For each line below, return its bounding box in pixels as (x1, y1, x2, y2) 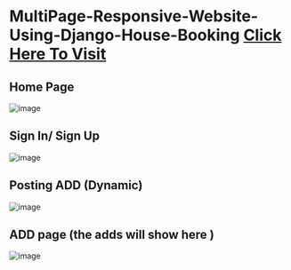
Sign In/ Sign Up (9, 129, 101, 144)
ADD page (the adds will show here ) (9, 227, 215, 242)
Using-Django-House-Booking (9, 25, 240, 45)
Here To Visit (9, 44, 107, 64)
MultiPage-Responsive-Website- (9, 6, 259, 27)
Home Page (9, 79, 75, 94)
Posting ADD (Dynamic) (9, 178, 143, 193)
